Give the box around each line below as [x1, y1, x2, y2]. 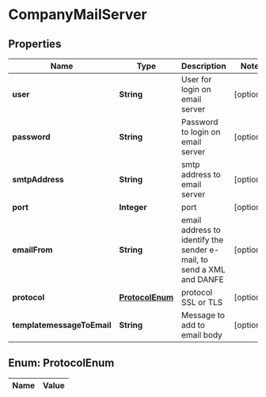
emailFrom [12, 244, 53, 255]
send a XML [180, 264, 226, 275]
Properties [8, 37, 62, 51]
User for [180, 74, 212, 85]
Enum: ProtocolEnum [8, 357, 115, 370]
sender [180, 244, 208, 255]
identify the [180, 235, 224, 245]
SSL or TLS [180, 297, 223, 307]
